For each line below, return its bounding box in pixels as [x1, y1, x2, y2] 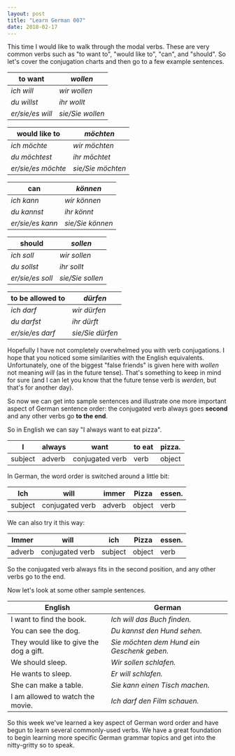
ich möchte [10, 141, 48, 151]
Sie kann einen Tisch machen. [111, 680, 210, 690]
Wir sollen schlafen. [111, 658, 176, 668]
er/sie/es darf [10, 328, 56, 338]
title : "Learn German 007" [7, 17, 86, 24]
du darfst [10, 317, 41, 326]
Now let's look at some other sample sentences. [7, 586, 146, 595]
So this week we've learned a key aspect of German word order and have [7, 719, 219, 727]
